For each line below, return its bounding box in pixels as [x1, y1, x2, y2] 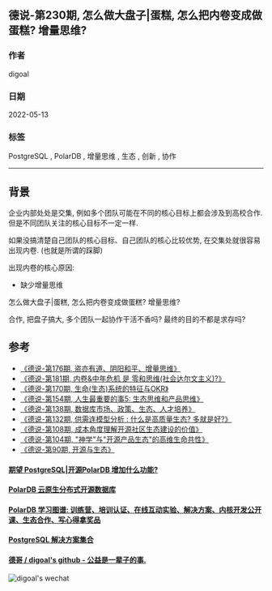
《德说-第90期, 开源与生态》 [19, 444, 115, 454]
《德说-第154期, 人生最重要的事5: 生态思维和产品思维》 [19, 393, 204, 404]
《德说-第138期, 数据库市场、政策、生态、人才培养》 [19, 404, 196, 413]
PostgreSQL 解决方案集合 [8, 535, 95, 545]
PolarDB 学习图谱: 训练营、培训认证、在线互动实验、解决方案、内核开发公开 [8, 504, 262, 514]
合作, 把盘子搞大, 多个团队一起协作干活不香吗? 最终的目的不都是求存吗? [8, 315, 246, 324]
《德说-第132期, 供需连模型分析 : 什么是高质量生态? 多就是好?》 [19, 413, 232, 424]
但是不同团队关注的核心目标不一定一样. [8, 218, 139, 228]
